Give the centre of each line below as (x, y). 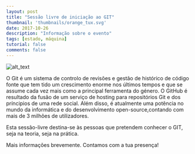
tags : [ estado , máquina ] (37, 39)
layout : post (22, 12)
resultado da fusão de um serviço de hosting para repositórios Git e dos (93, 97)
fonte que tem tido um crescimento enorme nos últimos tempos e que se (94, 84)
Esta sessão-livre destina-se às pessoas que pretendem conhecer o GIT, (95, 127)
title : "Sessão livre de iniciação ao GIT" (60, 17)
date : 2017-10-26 (27, 28)
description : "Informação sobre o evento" (59, 34)
